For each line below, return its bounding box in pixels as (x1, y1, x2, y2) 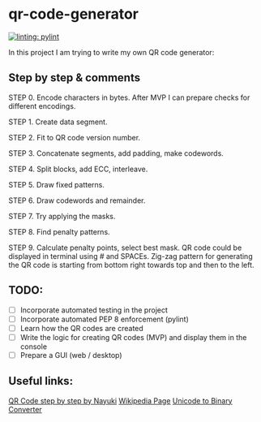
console (19, 342, 47, 351)
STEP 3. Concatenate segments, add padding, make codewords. (8, 148, 225, 158)
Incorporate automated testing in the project (19, 305, 169, 315)
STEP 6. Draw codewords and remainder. (8, 196, 146, 205)
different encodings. (8, 101, 76, 110)
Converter (8, 404, 42, 414)
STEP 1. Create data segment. (8, 117, 108, 127)
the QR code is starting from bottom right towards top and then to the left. (8, 260, 255, 269)
